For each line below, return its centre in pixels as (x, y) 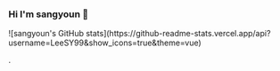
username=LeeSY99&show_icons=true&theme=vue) (105, 43)
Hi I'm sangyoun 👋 (49, 14)
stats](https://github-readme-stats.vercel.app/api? (178, 34)
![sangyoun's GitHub (46, 34)
